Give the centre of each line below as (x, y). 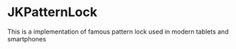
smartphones (27, 38)
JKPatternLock (52, 12)
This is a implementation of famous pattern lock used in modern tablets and (118, 31)
